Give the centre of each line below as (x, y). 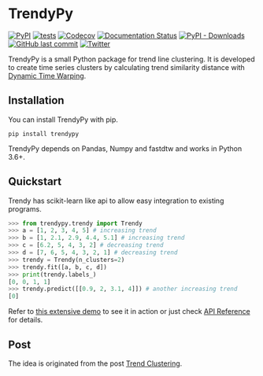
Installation (36, 100)
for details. (26, 320)
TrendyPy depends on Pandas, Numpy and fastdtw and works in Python (125, 148)
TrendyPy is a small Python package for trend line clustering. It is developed (131, 59)
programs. (25, 208)
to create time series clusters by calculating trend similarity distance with (127, 67)
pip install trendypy (44, 134)
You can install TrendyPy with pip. (63, 120)
